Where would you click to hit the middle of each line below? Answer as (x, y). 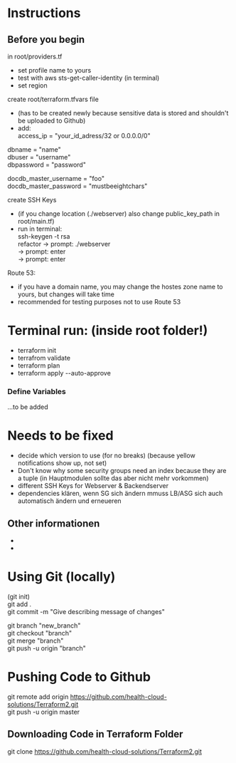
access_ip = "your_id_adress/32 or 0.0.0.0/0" (84, 136)
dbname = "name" (34, 150)
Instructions (44, 13)
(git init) (19, 596)
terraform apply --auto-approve (64, 373)
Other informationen (54, 523)
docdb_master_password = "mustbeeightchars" (77, 186)
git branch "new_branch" (44, 626)
